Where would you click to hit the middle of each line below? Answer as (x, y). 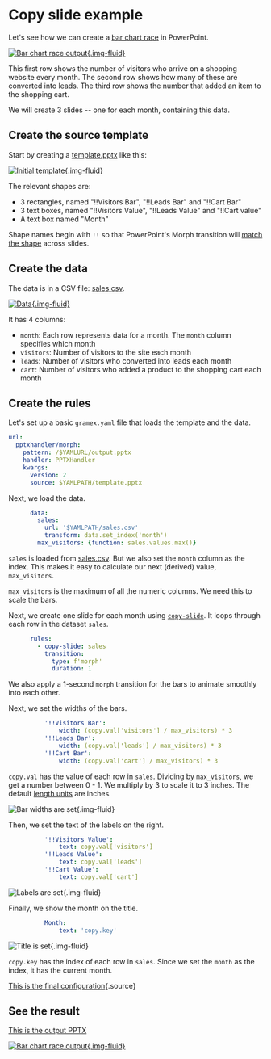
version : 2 (48, 475)
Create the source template (79, 135)
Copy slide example (76, 15)
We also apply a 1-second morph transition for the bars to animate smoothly (133, 684)
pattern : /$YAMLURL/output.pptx (77, 453)
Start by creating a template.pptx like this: (77, 154)
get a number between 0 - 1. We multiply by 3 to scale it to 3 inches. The (129, 784)
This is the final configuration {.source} (72, 985)
